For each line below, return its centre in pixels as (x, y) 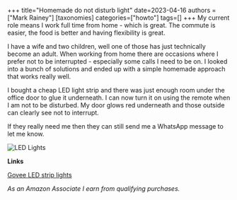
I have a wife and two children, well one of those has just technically (107, 46)
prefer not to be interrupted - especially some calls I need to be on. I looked (117, 61)
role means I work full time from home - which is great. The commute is (111, 25)
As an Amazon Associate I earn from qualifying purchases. (94, 189)
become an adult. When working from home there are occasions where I (113, 54)
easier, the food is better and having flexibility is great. (86, 33)
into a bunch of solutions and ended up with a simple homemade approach (116, 69)
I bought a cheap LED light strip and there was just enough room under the (116, 90)
